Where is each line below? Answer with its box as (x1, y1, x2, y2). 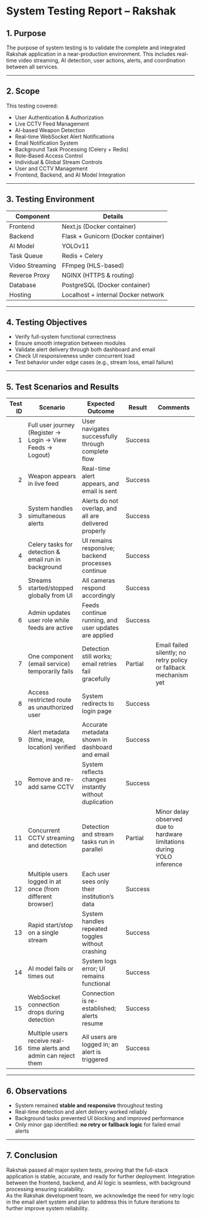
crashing (81, 947, 106, 956)
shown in (81, 736, 108, 744)
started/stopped (28, 584, 74, 592)
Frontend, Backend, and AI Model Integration (14, 171, 126, 178)
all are (81, 512, 99, 520)
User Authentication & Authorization (14, 114, 103, 121)
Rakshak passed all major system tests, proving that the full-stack (6, 1166, 169, 1174)
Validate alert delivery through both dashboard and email (14, 346, 156, 353)
